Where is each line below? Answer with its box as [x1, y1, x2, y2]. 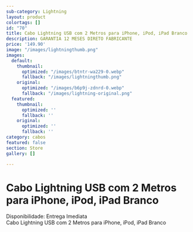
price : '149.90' [6, 42, 46, 48]
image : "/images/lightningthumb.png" [6, 47, 99, 53]
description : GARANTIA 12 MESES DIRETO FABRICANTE [6, 36, 133, 42]
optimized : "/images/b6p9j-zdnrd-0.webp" [21, 85, 125, 91]
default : [11, 58, 33, 63]
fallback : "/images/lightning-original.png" [21, 90, 133, 96]
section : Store [6, 145, 43, 151]
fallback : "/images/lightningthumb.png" [21, 74, 122, 80]
